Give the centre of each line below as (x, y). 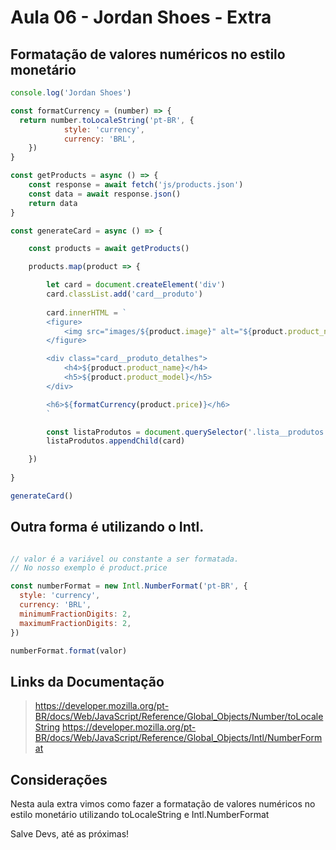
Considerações (59, 779)
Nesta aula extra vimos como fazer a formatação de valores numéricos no (163, 804)
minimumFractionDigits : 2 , (75, 614)
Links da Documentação (87, 681)
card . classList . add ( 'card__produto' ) (124, 294)
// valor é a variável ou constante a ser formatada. (125, 559)
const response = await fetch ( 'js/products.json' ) (136, 185)
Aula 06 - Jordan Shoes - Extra (141, 17)
